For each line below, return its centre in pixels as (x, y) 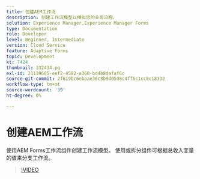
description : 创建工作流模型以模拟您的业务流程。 (62, 17)
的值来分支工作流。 (30, 157)
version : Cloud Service (36, 46)
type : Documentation (32, 29)
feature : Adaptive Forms (37, 51)
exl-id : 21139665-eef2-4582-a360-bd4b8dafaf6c (65, 73)
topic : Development (31, 56)
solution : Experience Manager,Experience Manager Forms (77, 23)
